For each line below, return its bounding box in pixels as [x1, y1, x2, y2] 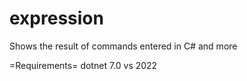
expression [9, 7, 104, 30]
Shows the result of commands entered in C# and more [9, 40, 238, 52]
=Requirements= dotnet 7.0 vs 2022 [9, 59, 158, 71]
